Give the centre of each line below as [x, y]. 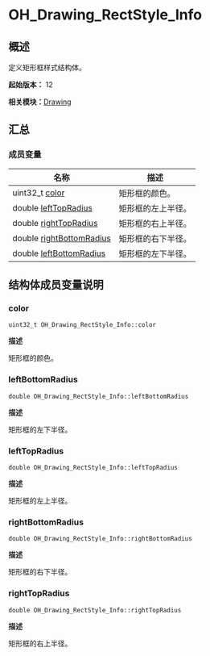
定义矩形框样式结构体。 [47, 67]
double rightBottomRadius [62, 238]
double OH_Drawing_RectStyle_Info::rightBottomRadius [101, 539]
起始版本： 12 [31, 85]
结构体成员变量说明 [56, 285]
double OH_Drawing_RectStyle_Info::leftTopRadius [93, 467]
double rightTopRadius [55, 223]
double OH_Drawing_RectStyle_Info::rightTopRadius [95, 610]
